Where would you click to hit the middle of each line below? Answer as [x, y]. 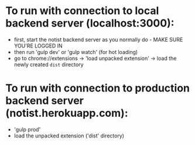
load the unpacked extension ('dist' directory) [69, 136]
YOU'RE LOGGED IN [38, 46]
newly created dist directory [49, 64]
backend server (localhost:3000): [90, 23]
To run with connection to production [98, 88]
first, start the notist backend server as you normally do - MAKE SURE [98, 39]
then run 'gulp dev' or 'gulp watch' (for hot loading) [76, 52]
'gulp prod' [27, 129]
